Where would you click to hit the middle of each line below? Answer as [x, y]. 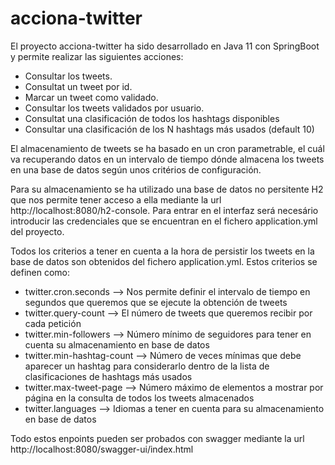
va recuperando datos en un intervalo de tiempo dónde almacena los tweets [167, 159]
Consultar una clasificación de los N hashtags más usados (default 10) [169, 129]
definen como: [40, 272]
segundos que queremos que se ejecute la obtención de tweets [156, 302]
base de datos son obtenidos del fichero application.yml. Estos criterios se [164, 261]
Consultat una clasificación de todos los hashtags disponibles [152, 118]
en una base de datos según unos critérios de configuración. [136, 169]
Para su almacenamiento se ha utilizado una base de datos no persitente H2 [167, 189]
